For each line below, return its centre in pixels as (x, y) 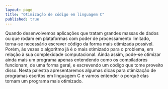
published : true (22, 19)
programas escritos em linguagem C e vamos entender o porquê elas (77, 76)
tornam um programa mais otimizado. (44, 81)
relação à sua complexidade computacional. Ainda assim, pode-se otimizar (83, 54)
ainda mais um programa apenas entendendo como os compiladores (76, 60)
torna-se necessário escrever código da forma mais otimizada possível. (79, 44)
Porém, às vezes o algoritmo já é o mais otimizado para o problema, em (79, 49)
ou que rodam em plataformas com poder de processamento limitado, (78, 38)
